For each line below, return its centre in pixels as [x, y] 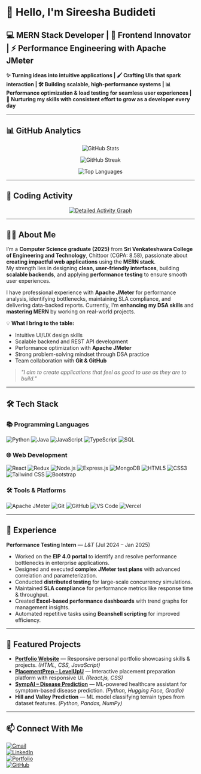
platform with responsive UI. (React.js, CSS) [69, 678]
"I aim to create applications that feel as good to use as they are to [103, 372]
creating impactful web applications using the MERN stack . [81, 262]
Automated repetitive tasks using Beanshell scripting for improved [97, 613]
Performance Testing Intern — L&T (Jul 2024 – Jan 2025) [78, 545]
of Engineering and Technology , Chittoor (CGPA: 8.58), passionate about [97, 256]
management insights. [42, 607]
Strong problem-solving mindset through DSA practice [82, 354]
